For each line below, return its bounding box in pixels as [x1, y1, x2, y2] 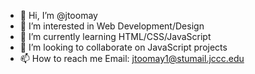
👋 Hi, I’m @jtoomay [19, 10, 98, 21]
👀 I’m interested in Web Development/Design [19, 20, 205, 32]
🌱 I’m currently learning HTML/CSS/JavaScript [19, 31, 212, 42]
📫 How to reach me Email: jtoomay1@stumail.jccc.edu [19, 53, 245, 64]
